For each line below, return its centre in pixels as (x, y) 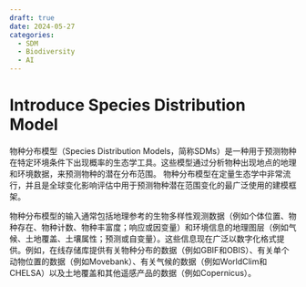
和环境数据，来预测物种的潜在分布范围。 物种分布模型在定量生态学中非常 (146, 173)
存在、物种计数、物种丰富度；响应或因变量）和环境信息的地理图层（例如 (153, 227)
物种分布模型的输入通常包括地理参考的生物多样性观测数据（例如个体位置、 (149, 216)
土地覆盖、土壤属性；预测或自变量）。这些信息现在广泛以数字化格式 (151, 239)
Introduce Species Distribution (127, 105)
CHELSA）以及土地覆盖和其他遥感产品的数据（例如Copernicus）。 (133, 272)
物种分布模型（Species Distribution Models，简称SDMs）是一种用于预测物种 (153, 150)
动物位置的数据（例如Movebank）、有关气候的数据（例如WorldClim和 (138, 261)
